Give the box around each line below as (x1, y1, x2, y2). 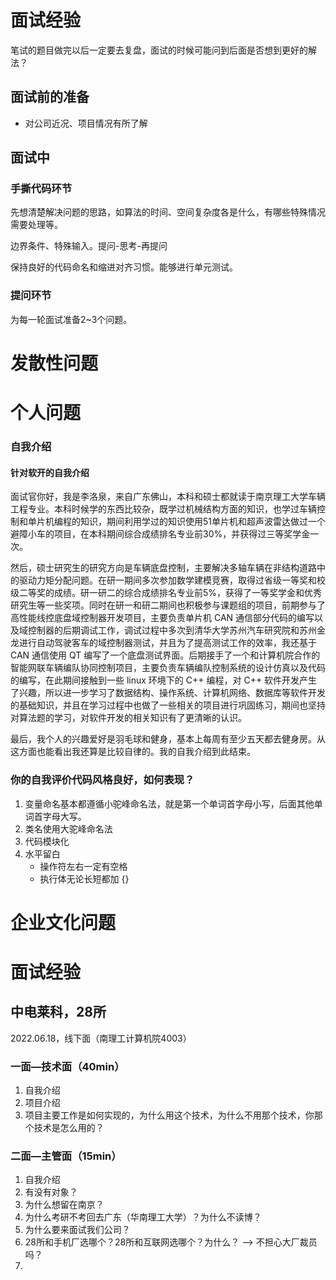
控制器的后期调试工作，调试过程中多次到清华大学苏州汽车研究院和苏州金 (27, 624, 326, 636)
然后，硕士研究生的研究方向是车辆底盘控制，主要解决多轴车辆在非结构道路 (10, 562, 317, 574)
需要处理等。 (10, 219, 63, 231)
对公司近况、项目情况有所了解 (24, 117, 148, 129)
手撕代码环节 (10, 182, 73, 196)
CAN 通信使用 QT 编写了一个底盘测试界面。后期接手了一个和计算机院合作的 (10, 649, 321, 661)
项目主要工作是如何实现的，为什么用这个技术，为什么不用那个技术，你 (24, 1109, 315, 1121)
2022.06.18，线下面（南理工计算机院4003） (10, 1032, 192, 1044)
